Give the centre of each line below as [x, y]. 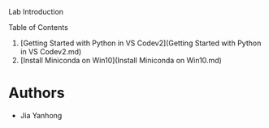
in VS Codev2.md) [51, 51]
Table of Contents [39, 27]
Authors [37, 93]
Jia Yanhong [41, 115]
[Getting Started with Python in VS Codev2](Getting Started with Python [141, 43]
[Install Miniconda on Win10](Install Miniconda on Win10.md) [121, 60]
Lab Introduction [36, 12]
